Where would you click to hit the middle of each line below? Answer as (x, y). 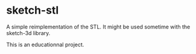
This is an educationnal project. (45, 45)
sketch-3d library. (28, 33)
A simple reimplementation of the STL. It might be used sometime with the (98, 27)
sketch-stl (33, 10)
